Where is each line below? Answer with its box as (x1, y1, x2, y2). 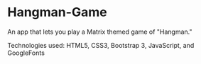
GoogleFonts (7, 49, 45, 57)
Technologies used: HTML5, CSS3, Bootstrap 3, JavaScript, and (7, 41, 195, 49)
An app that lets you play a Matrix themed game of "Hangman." (7, 27, 192, 36)
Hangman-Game (7, 4, 108, 20)
